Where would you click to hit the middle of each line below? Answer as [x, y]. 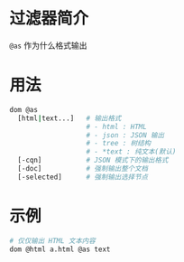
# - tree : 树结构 [119, 144]
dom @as [24, 109]
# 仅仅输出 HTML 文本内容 [53, 240]
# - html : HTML [116, 126]
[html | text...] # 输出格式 [69, 118]
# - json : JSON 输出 [125, 135]
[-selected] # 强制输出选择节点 [83, 177]
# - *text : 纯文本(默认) [131, 152]
